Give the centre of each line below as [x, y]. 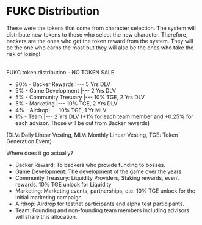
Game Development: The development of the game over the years [98, 171]
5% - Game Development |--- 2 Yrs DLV [65, 90]
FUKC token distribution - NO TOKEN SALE [60, 72]
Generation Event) [29, 141]
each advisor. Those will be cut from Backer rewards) [82, 123]
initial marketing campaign [48, 197]
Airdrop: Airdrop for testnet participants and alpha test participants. [100, 204]
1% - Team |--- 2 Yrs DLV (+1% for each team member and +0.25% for [104, 116]
